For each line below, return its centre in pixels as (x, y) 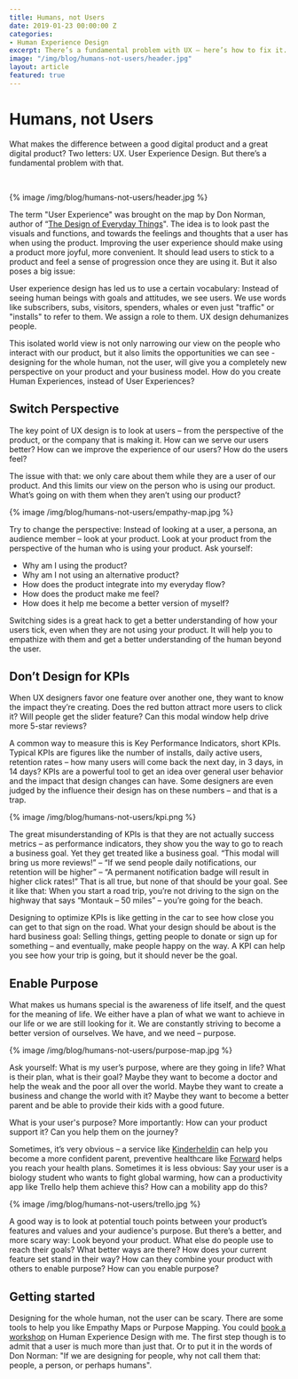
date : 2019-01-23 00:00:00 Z (63, 26)
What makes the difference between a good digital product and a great (139, 144)
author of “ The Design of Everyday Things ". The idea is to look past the (139, 224)
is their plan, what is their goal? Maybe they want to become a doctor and (143, 1077)
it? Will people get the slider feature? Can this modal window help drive (139, 717)
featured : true (37, 76)
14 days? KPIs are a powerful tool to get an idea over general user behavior (146, 772)
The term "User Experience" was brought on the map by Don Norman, (137, 214)
